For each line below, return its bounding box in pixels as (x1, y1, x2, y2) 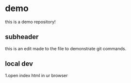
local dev (5, 60, 33, 68)
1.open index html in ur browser (5, 72, 68, 78)
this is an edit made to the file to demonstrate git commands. (5, 45, 127, 51)
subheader (5, 33, 39, 41)
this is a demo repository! (5, 19, 56, 25)
